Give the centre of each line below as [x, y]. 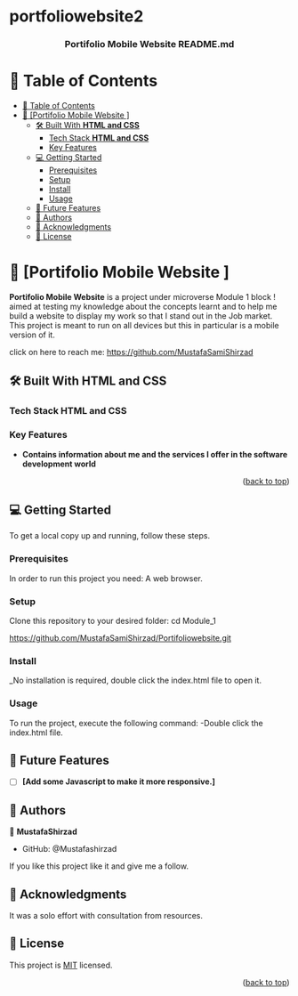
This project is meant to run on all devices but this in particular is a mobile [144, 325]
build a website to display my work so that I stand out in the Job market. [141, 316]
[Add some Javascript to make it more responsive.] [118, 781]
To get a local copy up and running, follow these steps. [110, 536]
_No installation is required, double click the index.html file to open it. [136, 680]
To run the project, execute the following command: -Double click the [137, 723]
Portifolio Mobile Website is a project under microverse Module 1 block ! [142, 296]
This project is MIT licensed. [61, 965]
